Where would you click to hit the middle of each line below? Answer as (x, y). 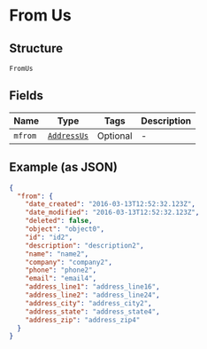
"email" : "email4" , (61, 279)
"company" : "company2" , (69, 262)
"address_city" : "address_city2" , (88, 303)
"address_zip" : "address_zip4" (83, 320)
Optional (115, 136)
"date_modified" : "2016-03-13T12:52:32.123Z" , (112, 213)
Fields (27, 95)
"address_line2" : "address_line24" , (93, 295)
